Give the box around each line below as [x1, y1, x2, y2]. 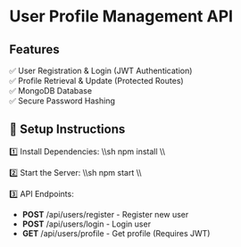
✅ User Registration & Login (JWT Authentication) [9, 65, 193, 76]
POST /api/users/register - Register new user [21, 209, 189, 219]
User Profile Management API [9, 6, 234, 27]
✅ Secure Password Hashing [9, 95, 116, 106]
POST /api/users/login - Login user [21, 218, 152, 229]
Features [9, 42, 60, 57]
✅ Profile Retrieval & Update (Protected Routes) [9, 76, 185, 86]
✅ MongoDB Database [9, 86, 92, 95]
